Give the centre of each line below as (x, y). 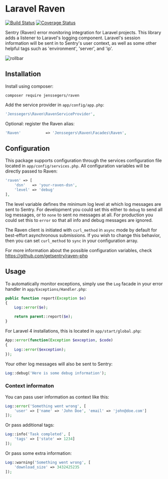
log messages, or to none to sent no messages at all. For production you (79, 215)
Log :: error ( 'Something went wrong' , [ (46, 406)
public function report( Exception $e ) (46, 298)
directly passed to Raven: (31, 171)
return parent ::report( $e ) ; (43, 317)
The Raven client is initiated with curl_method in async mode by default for (81, 230)
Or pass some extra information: (38, 453)
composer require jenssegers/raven (42, 95)
